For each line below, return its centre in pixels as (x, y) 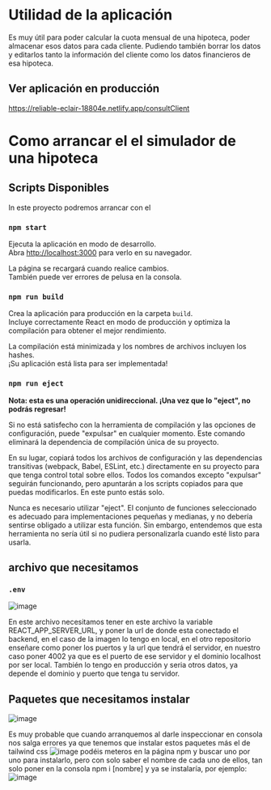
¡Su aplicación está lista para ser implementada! (88, 364)
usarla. (20, 542)
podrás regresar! (37, 409)
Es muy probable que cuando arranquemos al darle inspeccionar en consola (135, 734)
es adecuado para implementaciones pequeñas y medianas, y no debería (131, 516)
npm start (28, 227)
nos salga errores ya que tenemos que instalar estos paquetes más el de (129, 743)
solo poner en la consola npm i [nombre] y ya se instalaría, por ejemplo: (128, 769)
